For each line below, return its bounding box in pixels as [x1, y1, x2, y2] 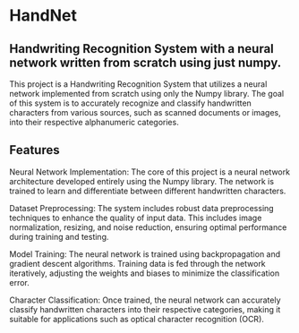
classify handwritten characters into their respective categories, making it [9, 303, 281, 314]
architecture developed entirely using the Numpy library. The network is [9, 175, 275, 186]
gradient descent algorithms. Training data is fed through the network [9, 258, 266, 269]
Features [9, 142, 60, 158]
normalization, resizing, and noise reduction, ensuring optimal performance [9, 221, 287, 233]
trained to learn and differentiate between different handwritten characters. [9, 185, 286, 196]
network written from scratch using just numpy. [9, 55, 282, 70]
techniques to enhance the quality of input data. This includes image [9, 212, 262, 223]
